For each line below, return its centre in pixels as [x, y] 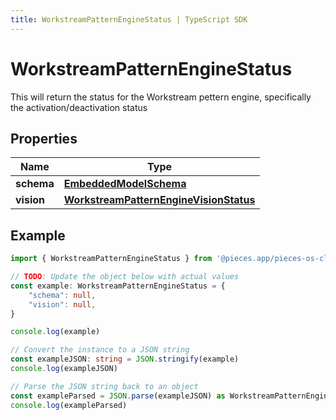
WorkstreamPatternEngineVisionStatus [159, 200]
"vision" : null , [62, 304]
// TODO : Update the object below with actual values [125, 277]
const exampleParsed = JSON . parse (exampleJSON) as [118, 396]
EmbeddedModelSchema [125, 184]
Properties [44, 138]
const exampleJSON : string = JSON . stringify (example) [125, 359]
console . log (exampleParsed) [69, 405]
